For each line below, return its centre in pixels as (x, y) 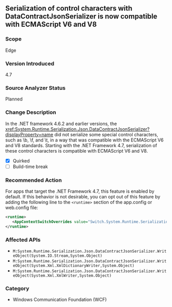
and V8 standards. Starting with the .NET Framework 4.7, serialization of (81, 145)
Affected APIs (23, 239)
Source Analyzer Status (35, 88)
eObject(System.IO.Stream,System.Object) (57, 256)
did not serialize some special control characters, (106, 134)
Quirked (21, 160)
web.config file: (22, 208)
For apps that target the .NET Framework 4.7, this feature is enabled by (80, 191)
